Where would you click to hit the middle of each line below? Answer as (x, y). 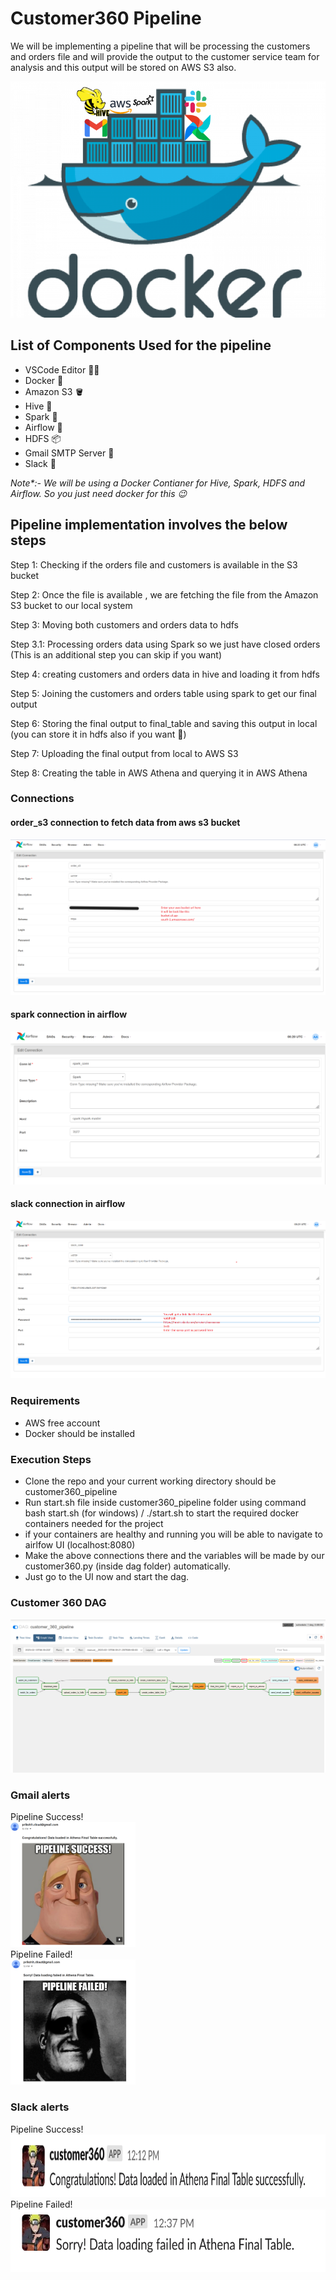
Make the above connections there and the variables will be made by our (174, 1556)
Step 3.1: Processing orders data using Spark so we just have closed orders (165, 644)
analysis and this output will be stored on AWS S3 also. (123, 67)
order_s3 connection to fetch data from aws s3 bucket (125, 823)
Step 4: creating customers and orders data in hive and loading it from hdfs (165, 674)
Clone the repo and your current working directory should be (150, 1481)
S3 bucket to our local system (71, 605)
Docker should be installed (80, 1433)
